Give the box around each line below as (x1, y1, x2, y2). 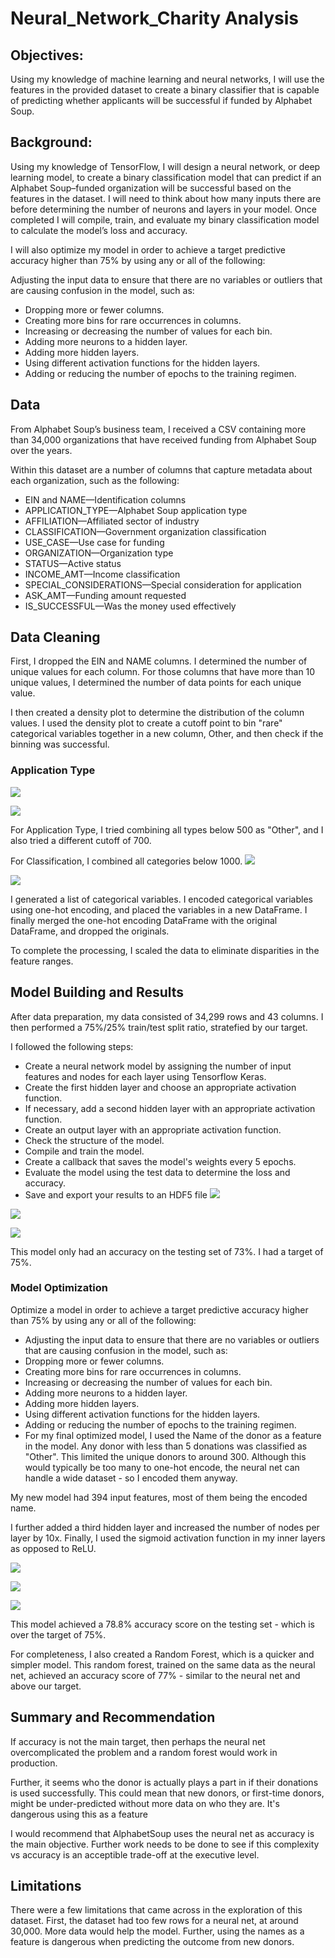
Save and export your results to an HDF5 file (24, 1188, 208, 1201)
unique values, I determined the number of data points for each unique (10, 677, 302, 689)
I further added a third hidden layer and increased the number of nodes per (10, 1521, 320, 1533)
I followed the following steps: (10, 1040, 134, 1052)
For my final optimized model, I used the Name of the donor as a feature (24, 1429, 322, 1441)
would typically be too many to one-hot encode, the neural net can (24, 1461, 300, 1473)
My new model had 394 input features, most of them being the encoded (10, 1491, 308, 1503)
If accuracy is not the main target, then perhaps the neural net (10, 1735, 266, 1747)
